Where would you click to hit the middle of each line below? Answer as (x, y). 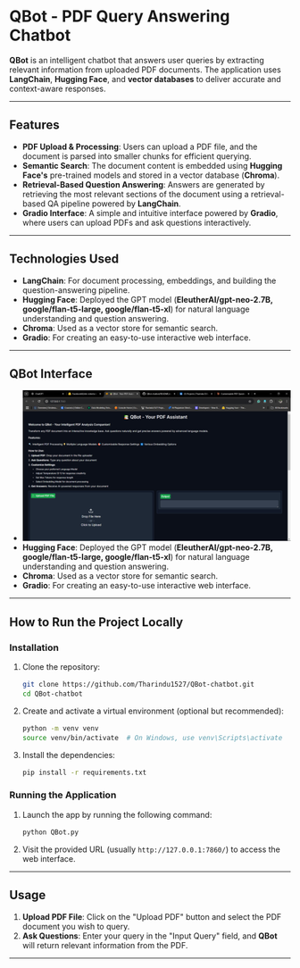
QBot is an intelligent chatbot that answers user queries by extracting (137, 60)
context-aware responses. (58, 88)
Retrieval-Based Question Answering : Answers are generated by (143, 184)
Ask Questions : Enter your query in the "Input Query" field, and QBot (150, 936)
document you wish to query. (76, 926)
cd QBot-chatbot (52, 694)
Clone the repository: (61, 667)
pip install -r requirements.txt (84, 772)
